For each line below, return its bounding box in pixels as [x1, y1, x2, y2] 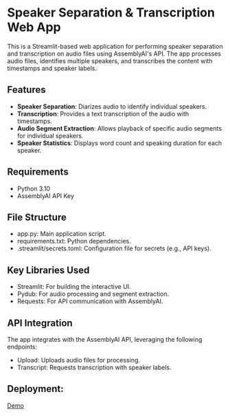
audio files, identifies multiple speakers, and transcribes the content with [7, 56, 213, 65]
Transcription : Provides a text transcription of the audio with [16, 109, 189, 118]
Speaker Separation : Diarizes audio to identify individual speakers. [16, 102, 207, 111]
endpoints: [7, 342, 38, 351]
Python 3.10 [16, 184, 50, 193]
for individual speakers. [16, 131, 84, 140]
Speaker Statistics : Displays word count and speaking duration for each [16, 139, 222, 147]
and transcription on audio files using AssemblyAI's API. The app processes [7, 50, 222, 58]
